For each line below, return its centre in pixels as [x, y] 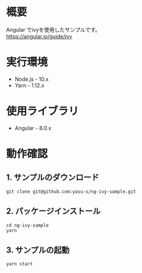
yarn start [20, 264]
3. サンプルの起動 [38, 250]
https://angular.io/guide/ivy [39, 36]
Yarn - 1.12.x [29, 85]
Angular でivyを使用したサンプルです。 [53, 30]
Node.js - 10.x [32, 79]
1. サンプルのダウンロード [53, 178]
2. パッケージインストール [53, 211]
